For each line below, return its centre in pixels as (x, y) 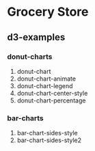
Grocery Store (48, 12)
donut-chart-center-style (52, 93)
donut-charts (30, 57)
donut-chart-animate (46, 79)
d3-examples (36, 37)
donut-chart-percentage (51, 100)
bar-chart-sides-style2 (49, 140)
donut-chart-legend (45, 85)
